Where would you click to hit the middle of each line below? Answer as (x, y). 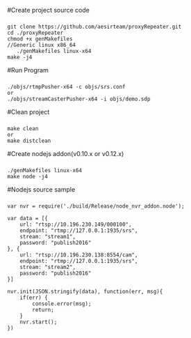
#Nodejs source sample (41, 189)
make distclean (29, 141)
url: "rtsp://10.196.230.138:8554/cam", (79, 255)
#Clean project (28, 112)
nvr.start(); (39, 322)
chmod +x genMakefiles (40, 39)
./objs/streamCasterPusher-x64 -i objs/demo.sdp (79, 99)
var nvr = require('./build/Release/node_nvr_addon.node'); (96, 206)
